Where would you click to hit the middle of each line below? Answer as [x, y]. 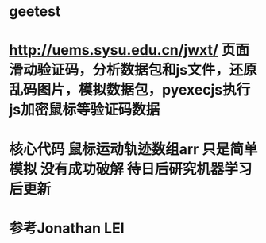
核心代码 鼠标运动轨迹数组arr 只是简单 [133, 149]
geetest [35, 12]
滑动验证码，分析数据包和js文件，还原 [133, 70]
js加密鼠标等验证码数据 [85, 110]
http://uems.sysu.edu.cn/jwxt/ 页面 [129, 50]
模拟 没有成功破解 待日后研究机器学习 [131, 169]
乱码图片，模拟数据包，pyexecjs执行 [130, 90]
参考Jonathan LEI [67, 228]
